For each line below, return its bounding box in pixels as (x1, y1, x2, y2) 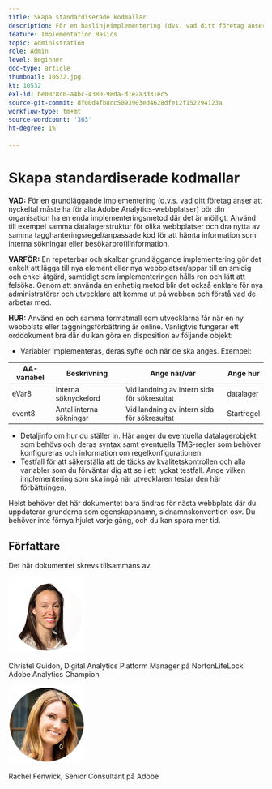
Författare (8, 539, 61, 553)
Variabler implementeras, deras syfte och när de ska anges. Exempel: (19, 345, 253, 356)
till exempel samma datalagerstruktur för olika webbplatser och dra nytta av (8, 221, 261, 231)
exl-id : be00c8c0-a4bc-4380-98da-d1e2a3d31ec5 (8, 90, 168, 98)
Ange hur (227, 368, 261, 378)
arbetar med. (8, 297, 52, 307)
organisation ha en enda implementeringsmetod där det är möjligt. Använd (8, 212, 257, 222)
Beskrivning (66, 368, 108, 378)
